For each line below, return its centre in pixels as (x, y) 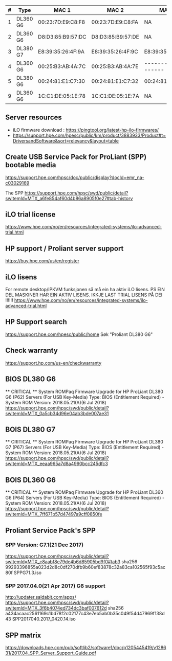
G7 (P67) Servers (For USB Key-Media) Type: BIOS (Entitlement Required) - (84, 448)
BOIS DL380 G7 (30, 429)
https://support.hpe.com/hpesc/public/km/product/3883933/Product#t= (89, 135)
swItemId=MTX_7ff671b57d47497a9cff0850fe (54, 514)
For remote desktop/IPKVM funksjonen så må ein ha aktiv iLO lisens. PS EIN (85, 290)
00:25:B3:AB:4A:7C (62, 66)
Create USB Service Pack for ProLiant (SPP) (76, 157)
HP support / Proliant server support (64, 248)
